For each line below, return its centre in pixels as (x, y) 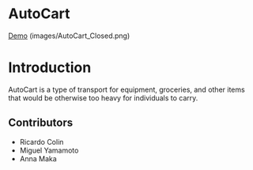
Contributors (41, 123)
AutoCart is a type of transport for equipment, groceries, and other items (126, 89)
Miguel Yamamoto (49, 150)
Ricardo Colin (42, 142)
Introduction (50, 68)
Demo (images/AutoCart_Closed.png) (69, 36)
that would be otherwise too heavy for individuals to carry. (103, 98)
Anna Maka (38, 158)
